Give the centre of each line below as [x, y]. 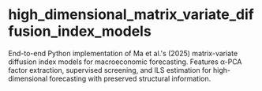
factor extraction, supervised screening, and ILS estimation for [110, 70]
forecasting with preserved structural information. [130, 78]
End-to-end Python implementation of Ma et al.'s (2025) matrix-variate [123, 53]
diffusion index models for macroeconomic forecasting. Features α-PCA [125, 62]
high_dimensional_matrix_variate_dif [131, 15]
